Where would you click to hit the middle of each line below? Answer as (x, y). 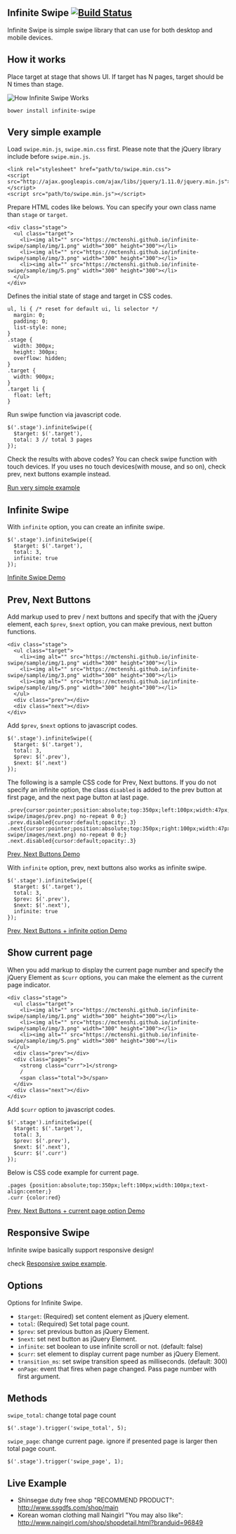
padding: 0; (31, 321)
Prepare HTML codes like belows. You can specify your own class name (112, 207)
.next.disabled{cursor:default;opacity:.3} (72, 841)
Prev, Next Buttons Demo (44, 854)
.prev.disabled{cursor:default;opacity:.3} (72, 823)
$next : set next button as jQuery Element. (77, 1339)
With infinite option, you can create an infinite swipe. (86, 527)
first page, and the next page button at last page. (78, 798)
